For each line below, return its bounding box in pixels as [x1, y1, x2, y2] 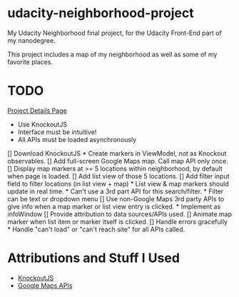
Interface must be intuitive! [17, 127, 97, 136]
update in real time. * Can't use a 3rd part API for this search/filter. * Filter [7, 187, 224, 196]
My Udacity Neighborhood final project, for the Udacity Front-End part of [7, 29, 223, 37]
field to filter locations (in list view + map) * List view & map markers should [7, 179, 230, 188]
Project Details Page [7, 106, 67, 115]
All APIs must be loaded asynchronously [17, 135, 137, 144]
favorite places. [7, 57, 54, 66]
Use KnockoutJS [17, 120, 68, 129]
